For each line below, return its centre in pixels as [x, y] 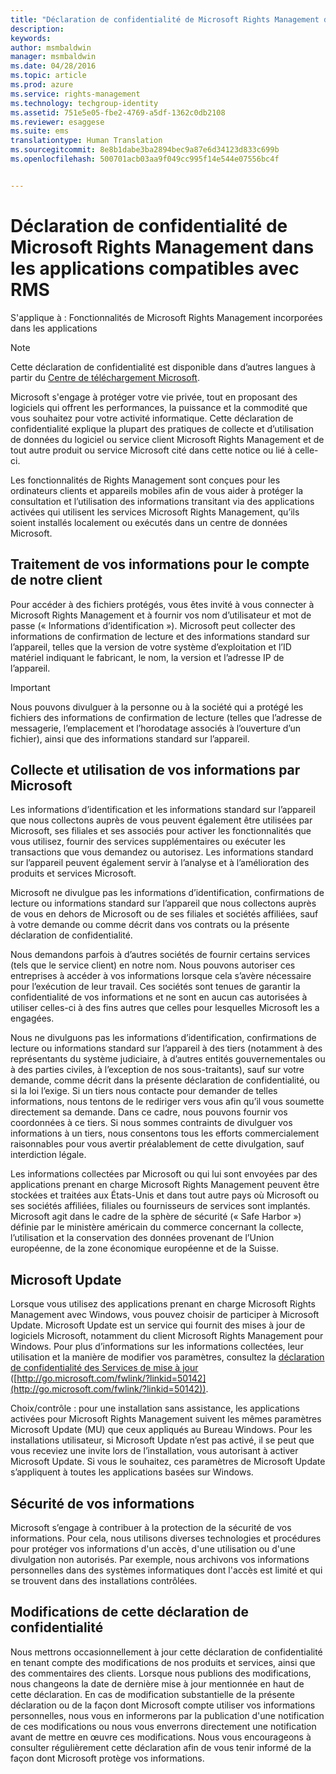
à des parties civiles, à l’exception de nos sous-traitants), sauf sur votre [157, 1070]
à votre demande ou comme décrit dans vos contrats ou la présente [150, 925]
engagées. [32, 1018]
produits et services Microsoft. [73, 873]
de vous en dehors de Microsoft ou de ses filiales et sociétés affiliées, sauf [164, 914]
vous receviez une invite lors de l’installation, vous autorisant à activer [154, 1451]
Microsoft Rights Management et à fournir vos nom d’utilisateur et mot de [161, 615]
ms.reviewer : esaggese [57, 122]
